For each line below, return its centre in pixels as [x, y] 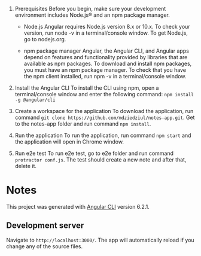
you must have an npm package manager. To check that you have [105, 70]
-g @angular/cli [35, 100]
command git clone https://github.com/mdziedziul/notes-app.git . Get [105, 117]
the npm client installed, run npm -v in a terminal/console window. [105, 76]
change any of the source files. [45, 246]
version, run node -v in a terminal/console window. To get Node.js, [106, 33]
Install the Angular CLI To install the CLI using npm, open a [87, 88]
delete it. [26, 166]
